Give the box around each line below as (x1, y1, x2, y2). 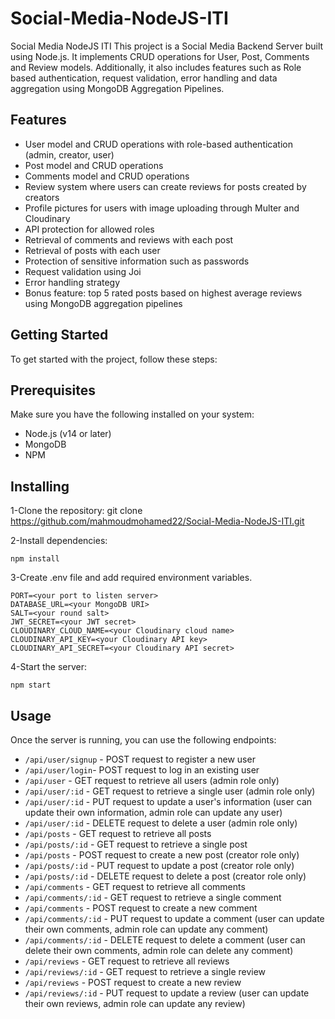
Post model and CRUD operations (24, 159, 164, 171)
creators (24, 191, 60, 203)
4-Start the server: (10, 661, 88, 673)
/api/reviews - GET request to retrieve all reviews (24, 955, 230, 967)
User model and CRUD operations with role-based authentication (24, 138, 293, 150)
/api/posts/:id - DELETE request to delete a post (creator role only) (24, 870, 307, 882)
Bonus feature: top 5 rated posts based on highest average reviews (24, 287, 303, 299)
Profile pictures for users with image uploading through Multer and (24, 202, 300, 214)
